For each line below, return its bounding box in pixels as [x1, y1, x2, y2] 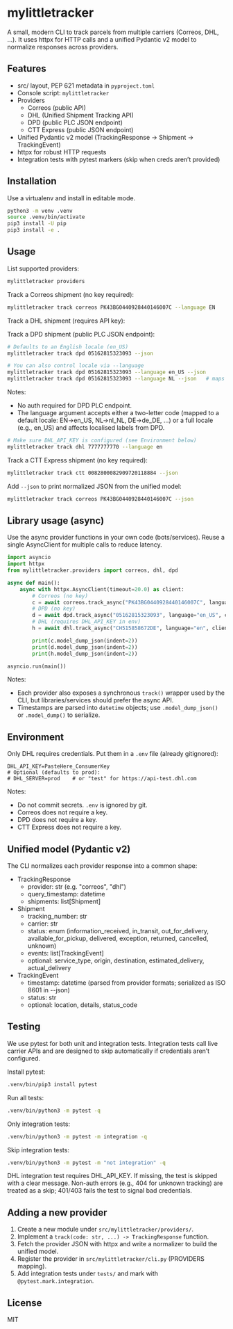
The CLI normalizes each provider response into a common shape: [7, 862, 198, 870]
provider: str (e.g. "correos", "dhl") [27, 883, 127, 891]
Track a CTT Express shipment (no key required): [7, 456, 148, 464]
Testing [7, 1021, 41, 1033]
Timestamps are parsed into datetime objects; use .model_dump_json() [17, 704, 218, 712]
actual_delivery [27, 964, 71, 972]
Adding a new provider [7, 1207, 107, 1218]
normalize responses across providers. [7, 42, 119, 51]
